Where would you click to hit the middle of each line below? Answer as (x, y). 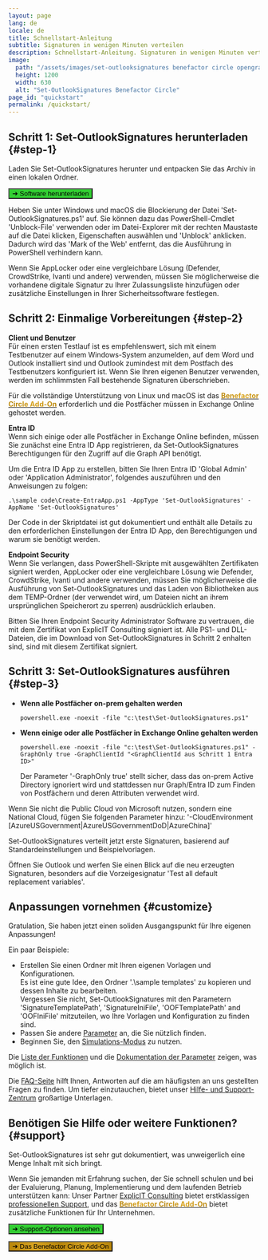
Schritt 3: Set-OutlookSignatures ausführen (119, 671)
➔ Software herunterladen (51, 194)
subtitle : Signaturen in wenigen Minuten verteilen (96, 45)
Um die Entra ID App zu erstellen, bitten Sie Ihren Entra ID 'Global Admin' (128, 468)
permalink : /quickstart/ (49, 105)
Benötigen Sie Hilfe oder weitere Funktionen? (123, 1123)
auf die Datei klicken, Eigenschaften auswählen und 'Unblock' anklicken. (127, 235)
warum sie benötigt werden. (54, 539)
